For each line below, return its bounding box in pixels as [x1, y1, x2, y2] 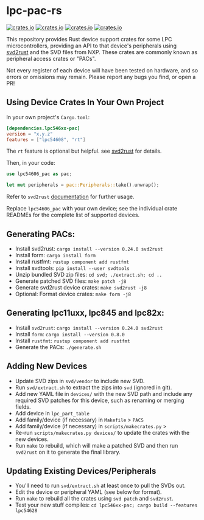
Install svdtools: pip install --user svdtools [15, 264, 130, 271]
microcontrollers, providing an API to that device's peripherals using [6, 42, 177, 49]
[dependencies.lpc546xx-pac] [6, 125, 80, 131]
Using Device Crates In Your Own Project [6, 97, 164, 108]
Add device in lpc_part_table [15, 409, 90, 417]
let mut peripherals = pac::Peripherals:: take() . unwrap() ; [6, 182, 160, 189]
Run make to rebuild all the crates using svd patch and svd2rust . [15, 495, 174, 502]
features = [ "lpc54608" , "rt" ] [6, 136, 86, 143]
